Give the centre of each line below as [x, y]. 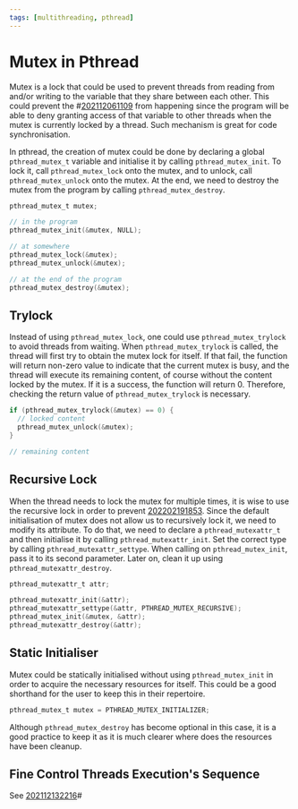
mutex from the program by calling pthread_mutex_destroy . [117, 190]
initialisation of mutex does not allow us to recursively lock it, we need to [143, 520]
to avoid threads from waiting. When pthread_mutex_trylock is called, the [144, 346]
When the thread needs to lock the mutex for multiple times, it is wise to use [149, 501]
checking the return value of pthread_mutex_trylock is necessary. [130, 394]
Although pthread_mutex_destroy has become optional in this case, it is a [143, 727]
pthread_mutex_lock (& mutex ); [64, 255]
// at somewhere [39, 247]
